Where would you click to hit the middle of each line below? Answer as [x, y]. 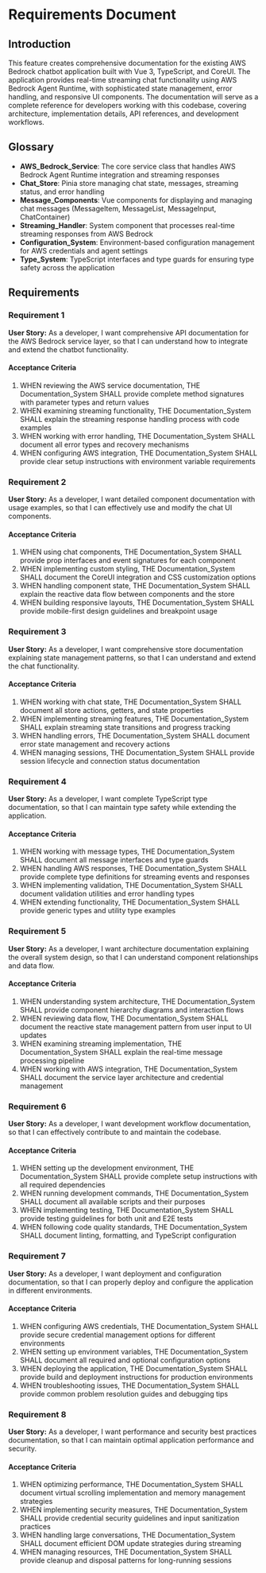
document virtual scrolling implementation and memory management [133, 1493]
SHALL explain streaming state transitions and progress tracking [125, 727]
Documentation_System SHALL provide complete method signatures [132, 393]
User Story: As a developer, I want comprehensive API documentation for [129, 332]
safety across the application [67, 267]
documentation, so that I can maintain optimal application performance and [131, 1440]
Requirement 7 [37, 1256]
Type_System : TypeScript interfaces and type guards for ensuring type [137, 259]
